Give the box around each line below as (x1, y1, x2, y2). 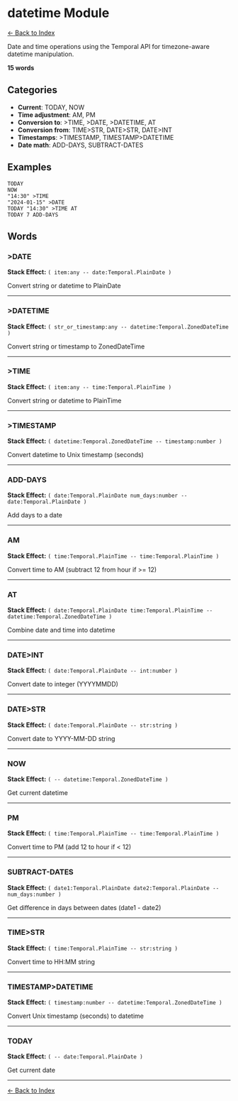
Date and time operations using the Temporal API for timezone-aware (7, 42, 210, 50)
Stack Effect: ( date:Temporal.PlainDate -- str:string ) (7, 721, 178, 729)
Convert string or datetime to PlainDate (7, 282, 122, 290)
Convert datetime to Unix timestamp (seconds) (7, 451, 144, 459)
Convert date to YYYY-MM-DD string (7, 734, 115, 743)
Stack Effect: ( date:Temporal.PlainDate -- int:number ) (7, 666, 178, 675)
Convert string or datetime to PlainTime (7, 396, 122, 405)
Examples (7, 161, 52, 173)
